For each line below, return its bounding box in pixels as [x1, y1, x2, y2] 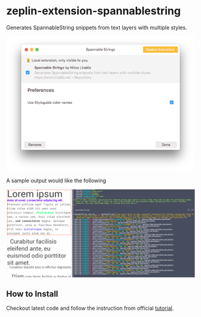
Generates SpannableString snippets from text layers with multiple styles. [6, 24, 187, 31]
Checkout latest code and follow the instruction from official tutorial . [6, 304, 174, 312]
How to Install [6, 289, 59, 299]
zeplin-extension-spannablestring [6, 4, 181, 18]
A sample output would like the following [6, 177, 106, 184]
